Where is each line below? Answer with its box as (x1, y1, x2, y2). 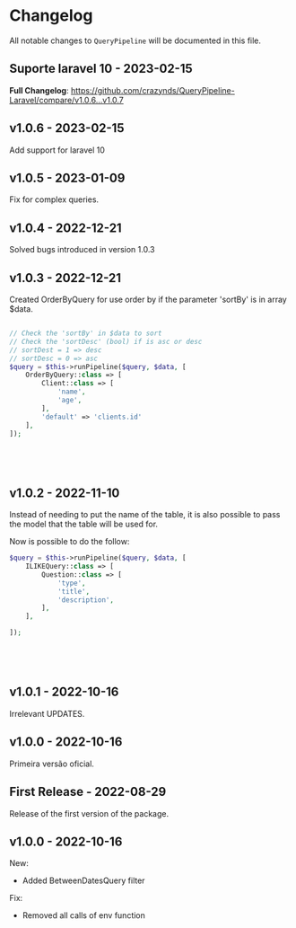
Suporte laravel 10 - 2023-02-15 (9, 61, 193, 76)
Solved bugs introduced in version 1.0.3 (9, 244, 155, 255)
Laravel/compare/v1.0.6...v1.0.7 (9, 94, 124, 105)
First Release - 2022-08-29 (9, 784, 167, 800)
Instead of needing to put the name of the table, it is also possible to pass (9, 509, 281, 520)
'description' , (57, 595, 115, 605)
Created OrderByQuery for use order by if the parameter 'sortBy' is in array (9, 294, 287, 305)
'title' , (57, 587, 91, 596)
